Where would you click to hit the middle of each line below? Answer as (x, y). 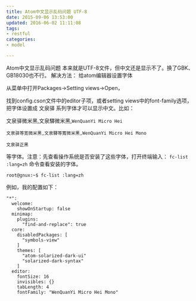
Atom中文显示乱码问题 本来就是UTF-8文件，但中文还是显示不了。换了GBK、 (100, 68)
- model (16, 45)
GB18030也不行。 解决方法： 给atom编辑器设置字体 (69, 75)
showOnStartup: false (43, 209)
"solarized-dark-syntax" (53, 261)
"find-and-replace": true (54, 224)
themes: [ (29, 250)
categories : (21, 39)
